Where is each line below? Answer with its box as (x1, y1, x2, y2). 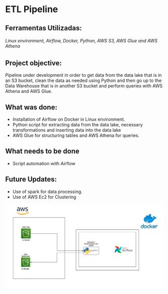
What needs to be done (5, 147, 79, 156)
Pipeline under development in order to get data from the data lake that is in (5, 72, 162, 78)
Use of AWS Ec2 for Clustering (12, 193, 76, 200)
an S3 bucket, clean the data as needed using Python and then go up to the (5, 77, 162, 84)
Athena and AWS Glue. (5, 88, 53, 94)
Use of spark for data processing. (12, 188, 82, 194)
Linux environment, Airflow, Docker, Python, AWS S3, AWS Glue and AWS (5, 38, 157, 44)
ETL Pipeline (5, 4, 58, 15)
